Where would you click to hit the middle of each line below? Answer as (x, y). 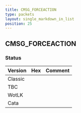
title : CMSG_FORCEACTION (31, 10)
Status (13, 57)
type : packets (20, 14)
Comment (57, 70)
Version (17, 70)
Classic (16, 79)
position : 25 (19, 24)
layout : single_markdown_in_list (40, 19)
